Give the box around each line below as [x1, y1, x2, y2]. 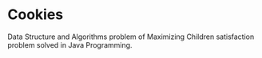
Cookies [7, 6, 64, 24]
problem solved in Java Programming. [7, 40, 133, 49]
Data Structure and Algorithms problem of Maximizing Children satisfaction [7, 32, 255, 41]
